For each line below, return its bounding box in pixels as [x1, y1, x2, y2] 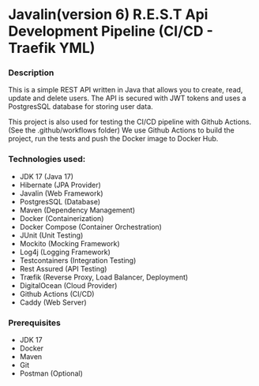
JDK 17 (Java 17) [19, 171, 73, 181]
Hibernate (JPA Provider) [19, 180, 101, 189]
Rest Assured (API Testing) [19, 264, 107, 273]
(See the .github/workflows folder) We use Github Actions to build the [8, 126, 235, 135]
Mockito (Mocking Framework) [19, 238, 120, 248]
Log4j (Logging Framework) [19, 247, 111, 257]
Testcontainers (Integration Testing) [19, 255, 137, 265]
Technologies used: [8, 154, 86, 165]
